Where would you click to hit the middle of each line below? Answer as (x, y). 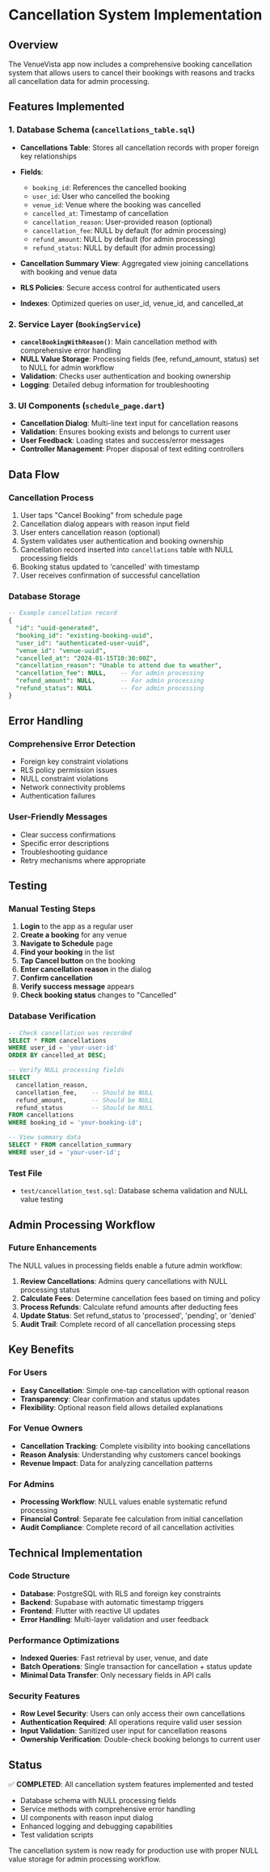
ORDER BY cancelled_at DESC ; (57, 1056)
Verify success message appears (77, 987)
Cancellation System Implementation (135, 15)
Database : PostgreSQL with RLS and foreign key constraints (120, 1593)
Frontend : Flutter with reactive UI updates (90, 1611)
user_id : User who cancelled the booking (101, 196)
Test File (25, 1173)
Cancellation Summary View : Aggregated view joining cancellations (134, 263)
